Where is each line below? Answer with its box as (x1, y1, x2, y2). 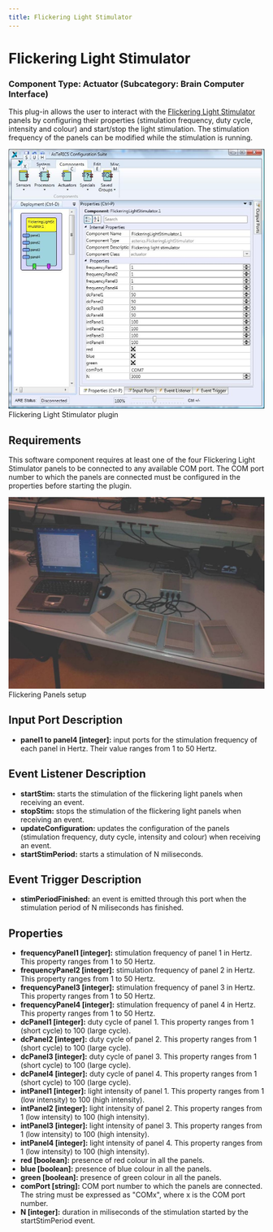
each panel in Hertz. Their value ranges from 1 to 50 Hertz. (19, 743, 218, 753)
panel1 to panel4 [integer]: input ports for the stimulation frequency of (19, 734, 258, 744)
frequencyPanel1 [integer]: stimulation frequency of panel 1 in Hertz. (19, 948, 253, 958)
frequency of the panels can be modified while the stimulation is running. (8, 133, 253, 142)
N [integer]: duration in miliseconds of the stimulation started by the (19, 1208, 249, 1217)
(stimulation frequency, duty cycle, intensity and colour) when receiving (19, 832, 261, 842)
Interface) (8, 88, 49, 99)
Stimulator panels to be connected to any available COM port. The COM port (8, 464, 265, 473)
